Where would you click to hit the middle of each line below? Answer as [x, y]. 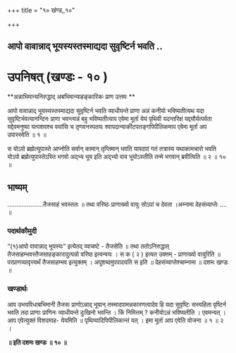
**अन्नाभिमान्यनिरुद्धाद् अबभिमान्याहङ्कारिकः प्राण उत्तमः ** [71, 97]
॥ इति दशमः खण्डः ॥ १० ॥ [37, 342]
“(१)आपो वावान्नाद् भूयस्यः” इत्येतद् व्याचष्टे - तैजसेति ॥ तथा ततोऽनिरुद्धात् [88, 246]
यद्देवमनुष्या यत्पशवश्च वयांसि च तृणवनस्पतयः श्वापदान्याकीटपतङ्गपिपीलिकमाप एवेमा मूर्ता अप [107, 127]
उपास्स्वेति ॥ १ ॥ [27, 135]
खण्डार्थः [18, 289]
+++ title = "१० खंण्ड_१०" [41, 10]
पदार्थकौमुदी [22, 231]
